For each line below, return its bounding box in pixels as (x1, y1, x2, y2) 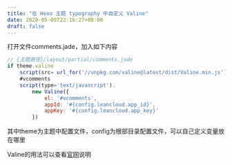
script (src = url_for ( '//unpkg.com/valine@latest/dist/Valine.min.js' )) (19, 69, 230, 76)
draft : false (7, 23, 45, 30)
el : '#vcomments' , (43, 94, 97, 102)
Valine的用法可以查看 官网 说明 (7, 151, 92, 159)
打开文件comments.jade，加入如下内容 (7, 43, 118, 51)
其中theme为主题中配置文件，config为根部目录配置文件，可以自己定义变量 (7, 127, 219, 135)
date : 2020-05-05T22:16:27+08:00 (7, 16, 104, 23)
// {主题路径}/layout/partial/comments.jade (7, 56, 133, 63)
